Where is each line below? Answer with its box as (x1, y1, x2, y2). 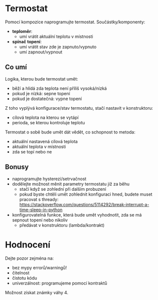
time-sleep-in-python (19, 207, 63, 213)
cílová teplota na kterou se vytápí (12, 115, 79, 120)
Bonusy (5, 163, 29, 171)
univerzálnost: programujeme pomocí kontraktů (12, 280, 107, 286)
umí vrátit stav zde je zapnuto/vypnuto (19, 44, 97, 50)
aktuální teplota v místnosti (12, 144, 66, 150)
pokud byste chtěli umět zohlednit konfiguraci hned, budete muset (19, 191, 153, 197)
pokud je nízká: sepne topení (12, 90, 70, 96)
